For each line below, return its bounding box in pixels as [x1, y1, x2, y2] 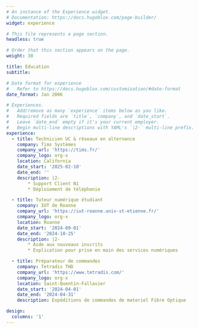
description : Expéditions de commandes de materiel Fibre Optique [17, 297, 186, 304]
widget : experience [6, 20, 55, 26]
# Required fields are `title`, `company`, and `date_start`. [6, 114, 170, 120]
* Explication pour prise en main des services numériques [28, 247, 179, 253]
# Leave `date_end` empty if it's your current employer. [6, 119, 160, 125]
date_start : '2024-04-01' [17, 286, 82, 292]
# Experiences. [6, 102, 44, 108]
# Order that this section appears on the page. [6, 48, 130, 54]
